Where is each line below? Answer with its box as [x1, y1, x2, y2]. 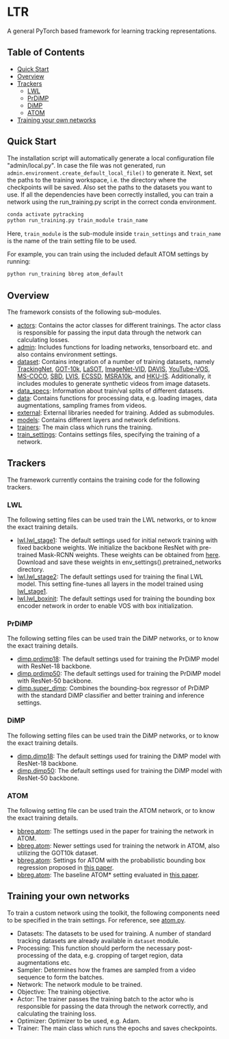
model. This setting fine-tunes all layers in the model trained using [16, 580, 204, 588]
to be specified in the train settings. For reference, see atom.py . [7, 916, 186, 924]
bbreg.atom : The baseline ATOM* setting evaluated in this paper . [16, 871, 200, 879]
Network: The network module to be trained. [16, 980, 142, 988]
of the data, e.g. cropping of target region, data [50, 951, 183, 959]
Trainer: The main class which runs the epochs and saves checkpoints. [16, 1024, 217, 1032]
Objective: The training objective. [16, 988, 111, 996]
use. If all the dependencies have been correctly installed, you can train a [7, 190, 214, 199]
